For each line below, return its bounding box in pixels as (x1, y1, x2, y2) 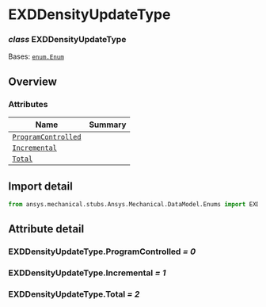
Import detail (8, 179, 73, 193)
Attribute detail (8, 222, 85, 236)
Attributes (8, 98, 48, 109)
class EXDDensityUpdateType (8, 34, 127, 45)
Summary (89, 119, 127, 130)
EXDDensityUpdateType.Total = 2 (8, 289, 140, 300)
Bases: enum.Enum (8, 52, 65, 61)
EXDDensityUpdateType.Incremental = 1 (8, 267, 166, 278)
